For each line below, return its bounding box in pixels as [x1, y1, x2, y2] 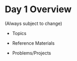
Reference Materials [12, 40, 55, 46]
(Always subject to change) [5, 20, 62, 26]
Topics [12, 30, 27, 36]
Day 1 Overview [5, 4, 72, 15]
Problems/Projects [12, 50, 52, 56]
